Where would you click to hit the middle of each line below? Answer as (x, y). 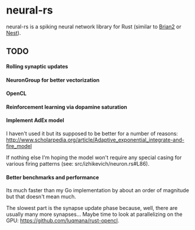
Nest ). (14, 32)
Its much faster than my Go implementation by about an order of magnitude (98, 190)
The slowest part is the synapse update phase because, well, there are (92, 208)
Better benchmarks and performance (52, 177)
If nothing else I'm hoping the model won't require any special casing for (94, 157)
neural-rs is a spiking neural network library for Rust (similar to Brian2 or (94, 27)
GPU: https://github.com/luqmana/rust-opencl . (63, 221)
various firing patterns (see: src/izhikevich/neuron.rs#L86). (78, 163)
